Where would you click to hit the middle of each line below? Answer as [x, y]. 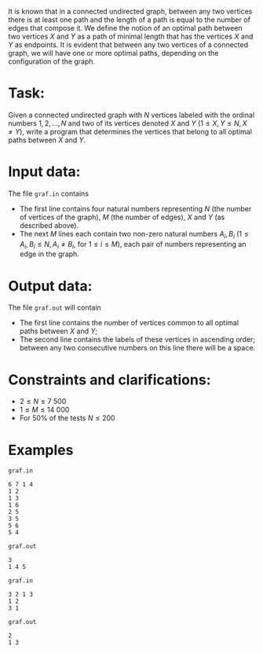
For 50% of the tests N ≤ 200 [67, 418]
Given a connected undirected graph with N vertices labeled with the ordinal [131, 115]
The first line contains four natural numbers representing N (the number [135, 208]
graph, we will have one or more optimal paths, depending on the [113, 53]
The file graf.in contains [48, 193]
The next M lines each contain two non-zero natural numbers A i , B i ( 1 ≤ [134, 235]
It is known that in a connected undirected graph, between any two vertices [130, 11]
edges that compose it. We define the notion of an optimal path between [125, 28]
